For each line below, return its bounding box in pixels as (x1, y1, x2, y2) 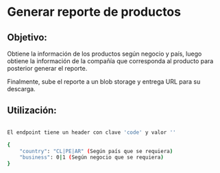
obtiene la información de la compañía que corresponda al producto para (7, 57, 214, 65)
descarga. (7, 85, 36, 93)
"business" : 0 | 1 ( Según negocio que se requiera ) (19, 154, 164, 161)
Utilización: (7, 104, 57, 117)
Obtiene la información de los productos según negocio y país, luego (7, 49, 202, 58)
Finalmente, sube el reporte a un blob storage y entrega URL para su (7, 78, 201, 86)
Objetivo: (7, 32, 48, 43)
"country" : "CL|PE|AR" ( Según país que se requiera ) (19, 148, 173, 154)
